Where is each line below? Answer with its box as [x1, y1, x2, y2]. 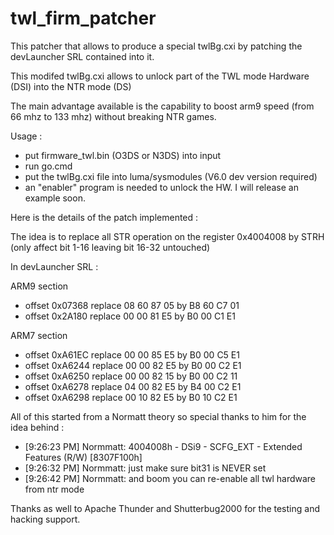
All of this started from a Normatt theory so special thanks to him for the [10, 410, 307, 422]
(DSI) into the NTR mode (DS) [10, 80, 132, 92]
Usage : [10, 130, 43, 142]
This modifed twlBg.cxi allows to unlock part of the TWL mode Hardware [10, 70, 310, 82]
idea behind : [10, 421, 65, 433]
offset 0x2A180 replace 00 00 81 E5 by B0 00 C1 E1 [24, 310, 236, 322]
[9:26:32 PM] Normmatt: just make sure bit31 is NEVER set [24, 462, 267, 474]
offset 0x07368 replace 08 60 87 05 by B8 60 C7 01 [24, 299, 240, 311]
